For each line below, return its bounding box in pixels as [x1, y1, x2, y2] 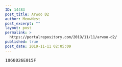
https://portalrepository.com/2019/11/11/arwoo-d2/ [9, 35, 118, 40]
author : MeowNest [5, 16, 41, 21]
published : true [5, 39, 38, 44]
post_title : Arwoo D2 [5, 12, 49, 17]
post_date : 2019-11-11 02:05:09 [5, 44, 71, 49]
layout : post [5, 26, 32, 31]
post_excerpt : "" [5, 21, 41, 26]
